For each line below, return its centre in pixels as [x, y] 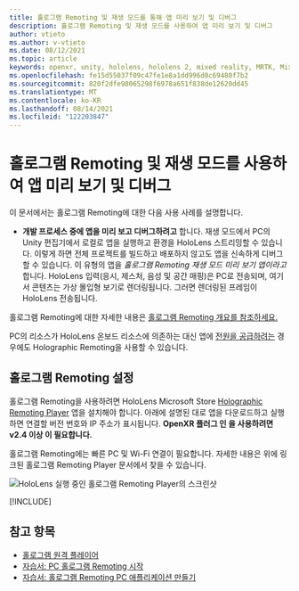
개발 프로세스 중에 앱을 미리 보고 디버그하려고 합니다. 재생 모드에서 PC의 [146, 232]
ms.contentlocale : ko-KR [55, 100]
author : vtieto [37, 34]
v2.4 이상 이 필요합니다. [51, 434]
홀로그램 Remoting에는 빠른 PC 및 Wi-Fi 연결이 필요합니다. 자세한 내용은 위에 [144, 453]
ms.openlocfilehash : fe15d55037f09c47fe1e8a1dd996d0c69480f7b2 [129, 76]
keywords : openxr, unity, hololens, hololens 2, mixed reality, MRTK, [143, 68]
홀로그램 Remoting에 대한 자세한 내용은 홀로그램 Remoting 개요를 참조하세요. [144, 317]
